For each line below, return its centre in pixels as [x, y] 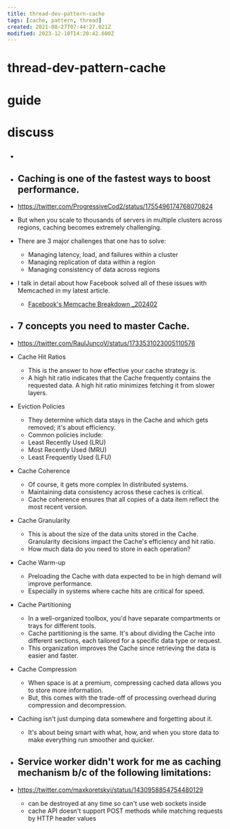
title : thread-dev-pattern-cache [56, 14]
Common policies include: [66, 435]
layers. [38, 392]
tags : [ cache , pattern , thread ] [54, 20]
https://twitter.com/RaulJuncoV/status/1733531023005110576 [106, 343]
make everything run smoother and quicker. [91, 740]
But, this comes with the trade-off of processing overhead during [122, 697]
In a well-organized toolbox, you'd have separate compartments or [124, 618]
